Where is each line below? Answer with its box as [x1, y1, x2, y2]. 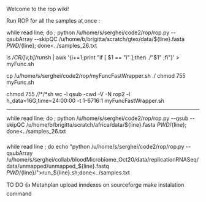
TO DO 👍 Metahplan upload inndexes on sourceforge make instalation [6, 181, 185, 189]
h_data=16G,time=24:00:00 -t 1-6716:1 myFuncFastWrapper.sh [6, 97, 164, 104]
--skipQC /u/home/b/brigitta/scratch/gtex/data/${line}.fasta [34, 36, 185, 42]
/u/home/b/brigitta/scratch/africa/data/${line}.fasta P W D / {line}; [26, 121, 187, 128]
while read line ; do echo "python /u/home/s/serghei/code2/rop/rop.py [6, 143, 185, 151]
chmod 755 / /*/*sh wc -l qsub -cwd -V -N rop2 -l [6, 91, 131, 97]
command [6, 190, 32, 198]
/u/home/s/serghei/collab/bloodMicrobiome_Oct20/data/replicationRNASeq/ [6, 156, 199, 163]
